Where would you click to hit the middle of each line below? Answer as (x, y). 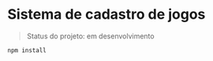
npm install (27, 50)
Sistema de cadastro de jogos (106, 14)
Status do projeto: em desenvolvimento (90, 36)
